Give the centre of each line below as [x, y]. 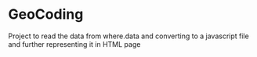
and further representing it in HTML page [74, 44]
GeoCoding [46, 14]
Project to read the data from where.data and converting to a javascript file [128, 36]
